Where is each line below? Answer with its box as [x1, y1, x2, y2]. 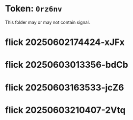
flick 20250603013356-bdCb [5, 59, 129, 71]
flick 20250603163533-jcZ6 [5, 82, 124, 93]
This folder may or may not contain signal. [5, 19, 90, 25]
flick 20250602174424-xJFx [5, 37, 125, 48]
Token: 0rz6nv [5, 3, 62, 14]
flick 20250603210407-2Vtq [5, 104, 126, 116]
